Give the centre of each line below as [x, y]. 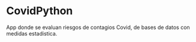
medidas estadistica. [32, 33]
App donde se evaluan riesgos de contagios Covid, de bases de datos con [98, 27]
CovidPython [40, 11]
